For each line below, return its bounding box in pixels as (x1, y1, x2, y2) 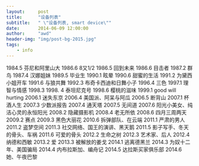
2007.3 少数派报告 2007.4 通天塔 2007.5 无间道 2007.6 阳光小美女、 (23, 101, 188, 108)
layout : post (6, 8, 49, 15)
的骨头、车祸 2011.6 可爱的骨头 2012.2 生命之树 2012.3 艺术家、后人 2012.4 (6, 131, 190, 138)
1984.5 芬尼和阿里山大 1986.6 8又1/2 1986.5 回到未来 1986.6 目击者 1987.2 (6, 64, 187, 71)
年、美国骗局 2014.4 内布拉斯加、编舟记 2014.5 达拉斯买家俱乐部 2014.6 (6, 146, 182, 153)
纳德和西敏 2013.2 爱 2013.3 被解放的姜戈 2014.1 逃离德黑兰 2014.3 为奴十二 (6, 138, 191, 145)
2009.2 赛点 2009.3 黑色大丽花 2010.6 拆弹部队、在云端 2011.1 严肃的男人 (6, 116, 185, 123)
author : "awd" (6, 31, 52, 37)
